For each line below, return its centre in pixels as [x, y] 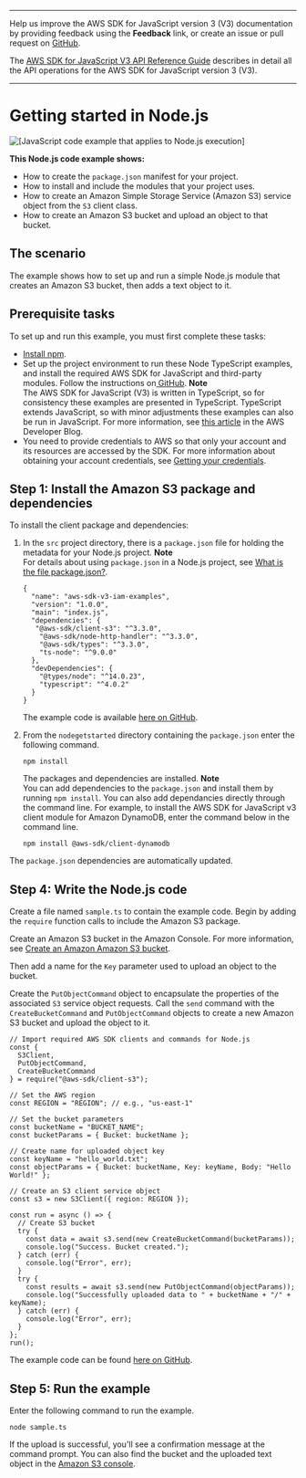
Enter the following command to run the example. [102, 1410]
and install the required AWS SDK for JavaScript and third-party [142, 373]
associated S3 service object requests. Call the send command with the [142, 1003]
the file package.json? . [65, 572]
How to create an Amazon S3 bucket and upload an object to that [145, 215]
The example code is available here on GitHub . [110, 718]
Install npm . [44, 353]
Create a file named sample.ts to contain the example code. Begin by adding [153, 912]
